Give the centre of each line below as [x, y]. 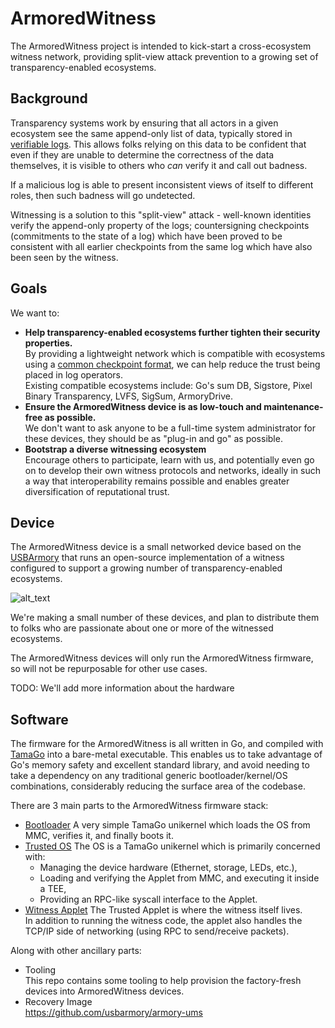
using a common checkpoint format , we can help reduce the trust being [172, 364]
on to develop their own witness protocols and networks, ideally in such [172, 470]
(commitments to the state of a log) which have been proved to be [146, 236]
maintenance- [293, 406]
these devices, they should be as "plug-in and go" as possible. [153, 438]
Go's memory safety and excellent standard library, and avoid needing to [160, 765]
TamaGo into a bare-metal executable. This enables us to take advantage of [166, 754]
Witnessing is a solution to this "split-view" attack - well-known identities [161, 214]
